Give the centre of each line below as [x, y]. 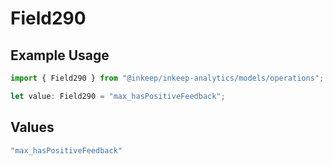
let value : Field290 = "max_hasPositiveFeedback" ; [118, 96]
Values [32, 127]
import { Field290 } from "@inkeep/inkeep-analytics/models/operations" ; [167, 78]
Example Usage [60, 55]
